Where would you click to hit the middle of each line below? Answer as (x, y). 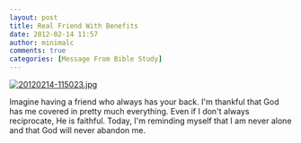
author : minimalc (42, 42)
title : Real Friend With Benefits (74, 26)
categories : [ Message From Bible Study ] (86, 59)
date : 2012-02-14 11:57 (54, 34)
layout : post (34, 17)
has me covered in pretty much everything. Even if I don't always (129, 111)
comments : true (38, 51)
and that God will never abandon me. (78, 130)
